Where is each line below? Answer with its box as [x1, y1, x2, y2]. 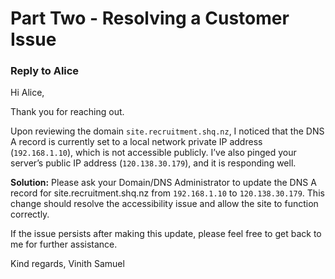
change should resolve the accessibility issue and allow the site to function [10, 198, 319, 210]
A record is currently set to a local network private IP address [10, 136, 263, 148]
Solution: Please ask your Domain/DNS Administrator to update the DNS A [10, 177, 317, 189]
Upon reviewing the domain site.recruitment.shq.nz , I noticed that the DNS [10, 125, 325, 137]
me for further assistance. [10, 238, 118, 251]
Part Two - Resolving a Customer [10, 7, 290, 30]
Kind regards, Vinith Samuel [10, 258, 125, 270]
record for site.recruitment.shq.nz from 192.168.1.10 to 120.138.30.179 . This [10, 187, 325, 199]
